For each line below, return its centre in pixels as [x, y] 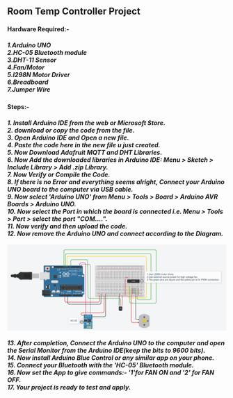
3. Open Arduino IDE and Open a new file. [69, 138]
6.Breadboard [28, 82]
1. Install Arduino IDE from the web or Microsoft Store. [86, 123]
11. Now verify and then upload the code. [67, 226]
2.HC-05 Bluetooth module [47, 52]
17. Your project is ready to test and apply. [69, 388]
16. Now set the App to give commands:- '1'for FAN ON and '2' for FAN [111, 373]
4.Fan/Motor [26, 67]
